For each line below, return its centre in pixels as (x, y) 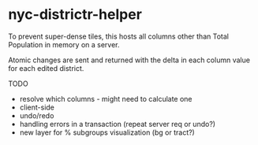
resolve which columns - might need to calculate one (106, 99)
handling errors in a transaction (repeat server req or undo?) (117, 124)
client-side (37, 107)
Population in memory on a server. (64, 44)
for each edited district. (46, 68)
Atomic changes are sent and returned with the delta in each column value (129, 60)
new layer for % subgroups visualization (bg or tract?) (107, 132)
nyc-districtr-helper (75, 15)
